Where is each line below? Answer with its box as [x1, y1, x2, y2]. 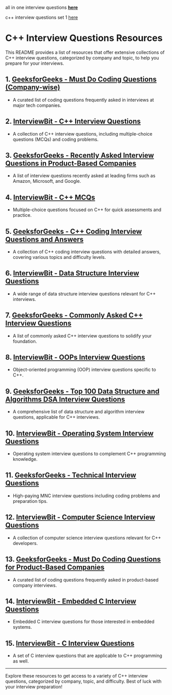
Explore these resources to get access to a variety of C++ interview [5, 673, 148, 679]
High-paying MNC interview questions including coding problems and [12, 493, 160, 499]
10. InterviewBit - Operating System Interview [5, 429, 154, 438]
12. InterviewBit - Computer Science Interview [5, 513, 155, 522]
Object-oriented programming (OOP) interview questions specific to [12, 367, 156, 373]
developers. [12, 540, 38, 546]
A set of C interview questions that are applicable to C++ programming [12, 652, 162, 659]
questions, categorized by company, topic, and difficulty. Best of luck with [5, 678, 162, 685]
